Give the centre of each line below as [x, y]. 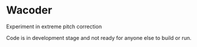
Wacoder [29, 10]
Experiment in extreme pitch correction [54, 26]
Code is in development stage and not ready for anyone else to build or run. [99, 38]
